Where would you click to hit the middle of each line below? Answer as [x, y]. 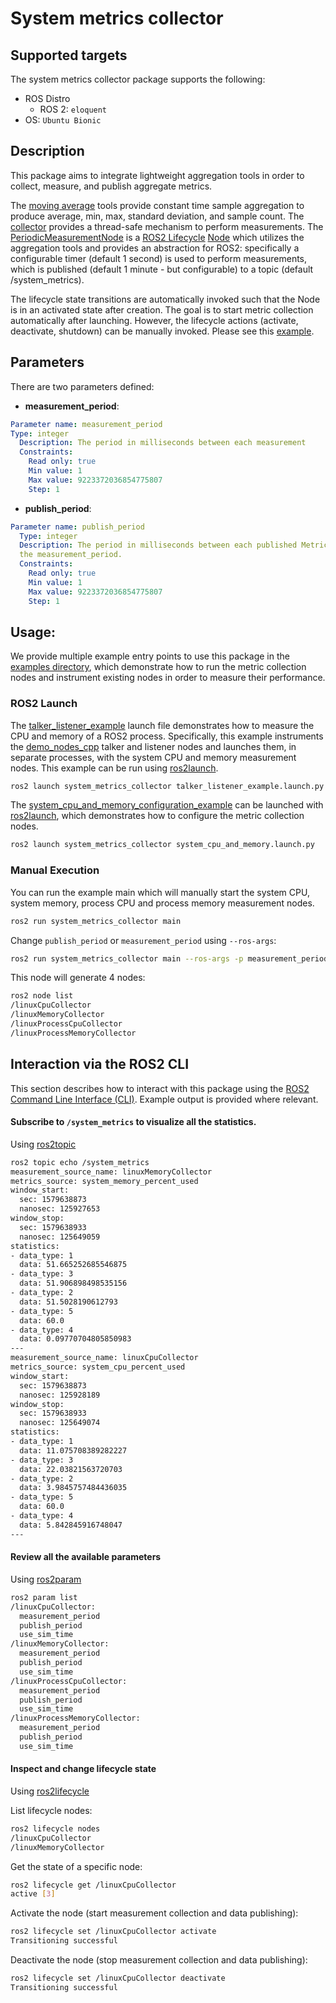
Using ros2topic [43, 1144]
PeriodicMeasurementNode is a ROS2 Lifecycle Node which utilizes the [157, 237]
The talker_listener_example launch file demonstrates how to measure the [162, 725]
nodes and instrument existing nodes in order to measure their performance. [168, 678]
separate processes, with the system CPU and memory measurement [153, 757]
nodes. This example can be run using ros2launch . [114, 768]
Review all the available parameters [86, 1557]
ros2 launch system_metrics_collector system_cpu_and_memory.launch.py [162, 845]
